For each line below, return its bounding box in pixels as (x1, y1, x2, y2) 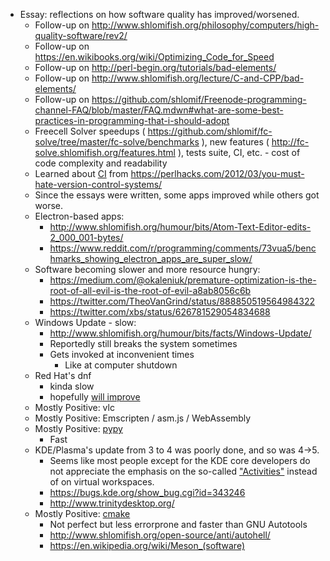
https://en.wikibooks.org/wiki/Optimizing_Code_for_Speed (34, 51, 275, 63)
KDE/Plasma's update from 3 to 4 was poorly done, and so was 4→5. (34, 444, 320, 456)
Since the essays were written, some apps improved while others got (34, 189, 320, 201)
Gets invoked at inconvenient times (49, 349, 195, 360)
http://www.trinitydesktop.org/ (49, 497, 175, 509)
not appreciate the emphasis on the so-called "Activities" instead (49, 465, 318, 477)
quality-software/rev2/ (34, 30, 128, 41)
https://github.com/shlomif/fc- (147, 125, 273, 137)
